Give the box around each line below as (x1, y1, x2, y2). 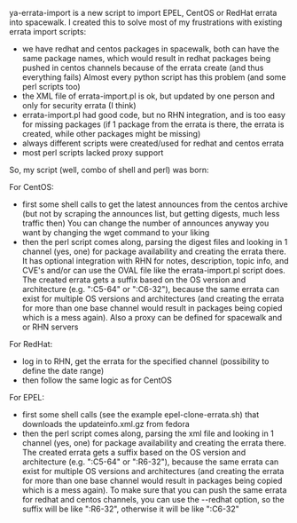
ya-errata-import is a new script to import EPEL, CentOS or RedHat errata (9, 8, 277, 18)
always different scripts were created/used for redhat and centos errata (21, 138, 285, 148)
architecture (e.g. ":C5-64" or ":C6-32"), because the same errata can (21, 284, 280, 294)
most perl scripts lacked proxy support (21, 147, 164, 158)
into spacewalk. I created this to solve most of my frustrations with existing (9, 17, 283, 28)
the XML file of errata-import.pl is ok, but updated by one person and (21, 91, 275, 101)
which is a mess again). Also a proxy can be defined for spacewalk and (21, 313, 282, 322)
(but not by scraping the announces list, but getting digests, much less (21, 209, 280, 218)
